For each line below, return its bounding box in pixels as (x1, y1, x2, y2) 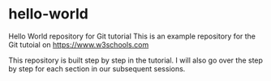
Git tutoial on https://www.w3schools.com (8, 39, 149, 49)
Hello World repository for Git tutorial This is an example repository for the (8, 31, 256, 41)
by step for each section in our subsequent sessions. (8, 63, 186, 73)
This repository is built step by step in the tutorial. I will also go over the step (8, 55, 264, 65)
